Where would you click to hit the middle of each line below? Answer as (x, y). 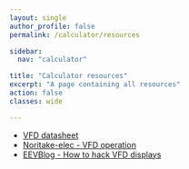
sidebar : (26, 51)
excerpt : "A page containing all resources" (95, 84)
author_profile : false (52, 26)
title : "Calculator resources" (69, 76)
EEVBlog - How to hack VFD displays (92, 154)
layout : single (38, 18)
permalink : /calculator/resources (75, 35)
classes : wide (36, 101)
